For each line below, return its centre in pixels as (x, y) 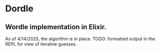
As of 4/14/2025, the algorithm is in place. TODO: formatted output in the (80, 39)
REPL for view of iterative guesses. (41, 44)
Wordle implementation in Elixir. (56, 27)
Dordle (19, 9)
